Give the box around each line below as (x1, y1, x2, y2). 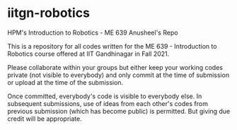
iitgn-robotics (7, 5, 91, 21)
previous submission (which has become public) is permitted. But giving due (7, 107, 231, 115)
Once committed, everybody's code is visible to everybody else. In (7, 92, 202, 100)
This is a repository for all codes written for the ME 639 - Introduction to (7, 42, 217, 50)
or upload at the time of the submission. (7, 78, 124, 86)
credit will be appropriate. (7, 114, 83, 123)
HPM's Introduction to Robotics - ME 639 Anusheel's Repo (7, 28, 178, 37)
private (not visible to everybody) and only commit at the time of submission (7, 71, 230, 79)
